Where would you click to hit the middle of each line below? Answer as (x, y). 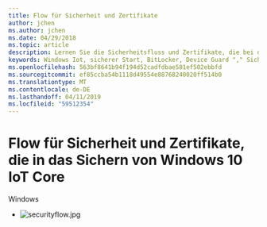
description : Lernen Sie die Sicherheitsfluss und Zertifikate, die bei (131, 52)
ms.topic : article (39, 45)
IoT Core (37, 177)
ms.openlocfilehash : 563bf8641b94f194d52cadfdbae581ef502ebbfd (115, 67)
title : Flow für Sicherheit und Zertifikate (83, 15)
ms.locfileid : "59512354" (51, 104)
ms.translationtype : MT (48, 82)
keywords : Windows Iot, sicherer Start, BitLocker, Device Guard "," (126, 60)
